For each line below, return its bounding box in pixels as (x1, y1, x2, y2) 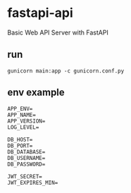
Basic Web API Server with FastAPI (7, 28, 109, 37)
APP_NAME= (7, 111, 37, 118)
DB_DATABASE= (7, 148, 46, 156)
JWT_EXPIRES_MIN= (7, 179, 58, 186)
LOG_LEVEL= (7, 123, 39, 131)
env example (7, 87, 65, 99)
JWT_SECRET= (7, 173, 42, 180)
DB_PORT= (7, 142, 33, 149)
